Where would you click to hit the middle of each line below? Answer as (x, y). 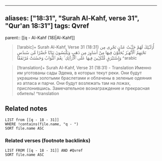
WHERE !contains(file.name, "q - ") (42, 124)
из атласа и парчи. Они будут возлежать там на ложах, (74, 83)
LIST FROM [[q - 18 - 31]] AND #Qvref (44, 150)
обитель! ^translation (38, 93)
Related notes (26, 109)
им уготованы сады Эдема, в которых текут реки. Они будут (79, 73)
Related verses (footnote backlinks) (48, 140)
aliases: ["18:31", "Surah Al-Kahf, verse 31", (72, 18)
